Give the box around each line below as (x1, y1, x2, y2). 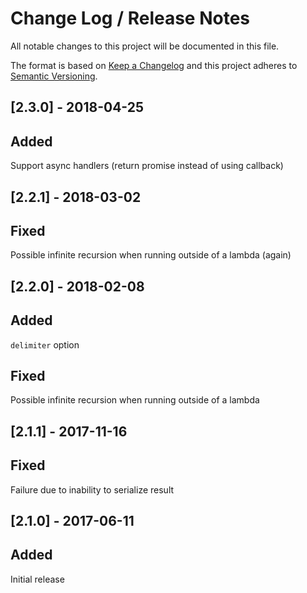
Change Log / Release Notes (10, 7, 251, 30)
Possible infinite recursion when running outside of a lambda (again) (10, 249, 292, 261)
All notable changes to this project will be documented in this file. (10, 40, 280, 52)
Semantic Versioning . (10, 70, 98, 82)
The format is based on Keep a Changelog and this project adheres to (10, 59, 298, 71)
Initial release (10, 573, 65, 585)
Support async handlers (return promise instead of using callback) (10, 160, 284, 172)
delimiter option (10, 338, 80, 351)
